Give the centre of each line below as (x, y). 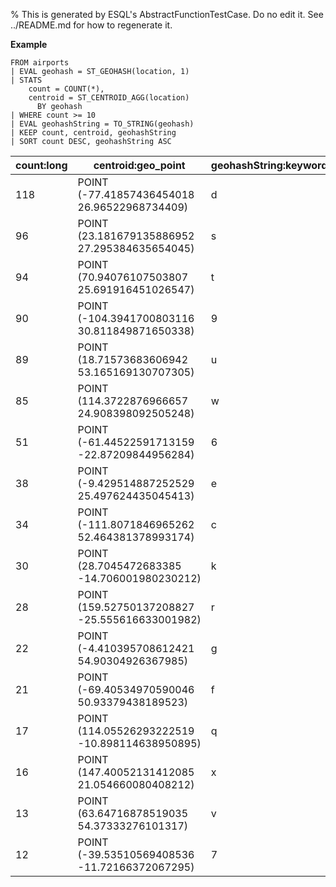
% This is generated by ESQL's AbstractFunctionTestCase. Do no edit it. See (167, 14)
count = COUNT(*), (66, 89)
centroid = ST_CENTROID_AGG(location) (109, 98)
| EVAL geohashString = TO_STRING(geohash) (102, 124)
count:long (41, 165)
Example (29, 44)
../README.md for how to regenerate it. (91, 25)
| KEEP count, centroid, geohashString (93, 133)
